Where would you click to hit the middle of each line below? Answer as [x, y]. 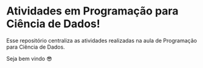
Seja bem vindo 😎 [29, 58]
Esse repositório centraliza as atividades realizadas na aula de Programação [102, 40]
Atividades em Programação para [92, 11]
